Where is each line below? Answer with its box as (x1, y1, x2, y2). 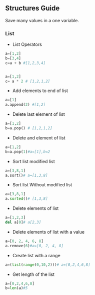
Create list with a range (12, 252, 61, 258)
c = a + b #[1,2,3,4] (5, 60, 46, 65)
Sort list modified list (12, 158, 55, 164)
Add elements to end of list (12, 88, 68, 94)
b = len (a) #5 (5, 285, 28, 291)
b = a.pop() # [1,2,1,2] (5, 126, 52, 131)
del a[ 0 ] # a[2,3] (5, 220, 41, 225)
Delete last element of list (12, 111, 65, 117)
